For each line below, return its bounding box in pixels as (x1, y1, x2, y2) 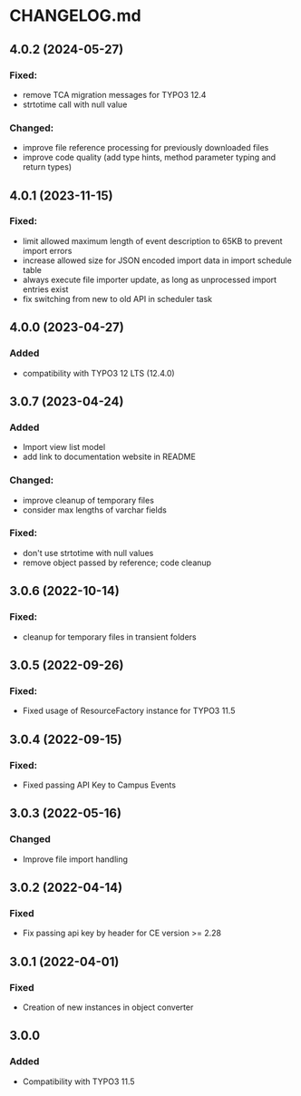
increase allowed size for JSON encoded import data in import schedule (22, 255, 292, 266)
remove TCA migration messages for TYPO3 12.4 (22, 89, 207, 100)
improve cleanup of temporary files (22, 494, 154, 505)
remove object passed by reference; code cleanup (22, 557, 211, 568)
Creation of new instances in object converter (22, 1002, 194, 1013)
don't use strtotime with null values (22, 547, 154, 558)
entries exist (22, 283, 69, 295)
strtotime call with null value (22, 99, 128, 110)
